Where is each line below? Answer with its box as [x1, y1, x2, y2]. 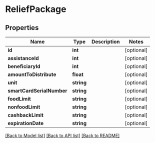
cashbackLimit [7, 111, 44, 118]
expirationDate [7, 120, 44, 126]
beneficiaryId [7, 63, 40, 69]
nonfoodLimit [7, 103, 40, 110]
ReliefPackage [5, 3, 66, 15]
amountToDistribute [7, 71, 56, 78]
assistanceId [7, 55, 39, 61]
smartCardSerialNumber [7, 87, 67, 94]
